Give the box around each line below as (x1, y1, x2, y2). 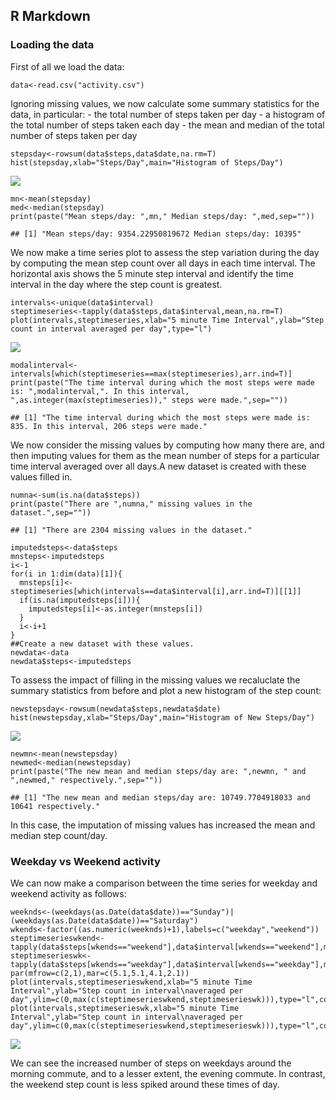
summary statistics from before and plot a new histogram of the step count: (10, 684, 322, 696)
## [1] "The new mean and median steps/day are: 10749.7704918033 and (10, 792, 311, 803)
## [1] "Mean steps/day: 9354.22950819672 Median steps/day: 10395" (10, 229, 302, 239)
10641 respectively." (10, 801, 101, 811)
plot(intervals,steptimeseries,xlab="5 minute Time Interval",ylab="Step (10, 315, 325, 325)
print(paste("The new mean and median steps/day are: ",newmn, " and (10, 766, 307, 776)
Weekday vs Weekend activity (10, 854, 161, 868)
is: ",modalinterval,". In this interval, (10, 386, 190, 396)
